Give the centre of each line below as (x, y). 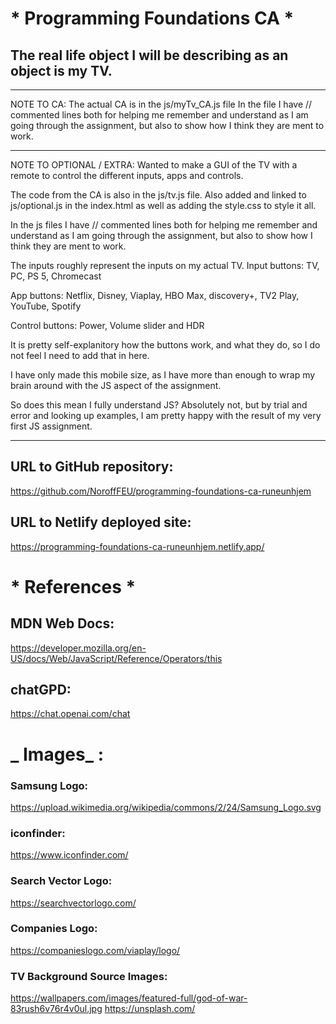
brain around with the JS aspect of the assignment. (116, 385)
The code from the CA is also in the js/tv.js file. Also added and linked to (158, 195)
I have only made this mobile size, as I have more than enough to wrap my (163, 375)
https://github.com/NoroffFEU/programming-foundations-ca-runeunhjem (161, 491)
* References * (73, 586)
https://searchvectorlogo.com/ (73, 903)
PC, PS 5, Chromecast (56, 276)
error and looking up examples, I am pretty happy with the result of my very (166, 415)
